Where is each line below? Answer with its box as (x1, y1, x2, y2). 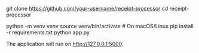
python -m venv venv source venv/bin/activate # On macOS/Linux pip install (6, 23, 194, 29)
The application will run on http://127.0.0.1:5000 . (6, 41, 124, 47)
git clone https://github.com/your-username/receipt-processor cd (6, 5, 169, 12)
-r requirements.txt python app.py (6, 29, 90, 36)
